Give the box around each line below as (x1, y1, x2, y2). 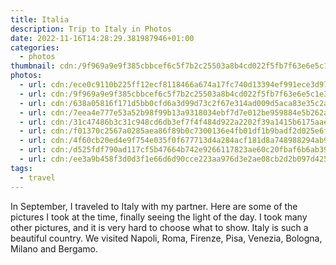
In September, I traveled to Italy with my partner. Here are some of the (10, 200, 298, 212)
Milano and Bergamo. (10, 242, 99, 255)
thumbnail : (10, 61, 56, 71)
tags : (10, 163, 33, 173)
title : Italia (10, 14, 70, 25)
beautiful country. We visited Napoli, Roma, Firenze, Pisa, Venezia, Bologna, (10, 232, 323, 244)
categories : (10, 42, 60, 53)
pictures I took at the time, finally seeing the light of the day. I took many (10, 211, 308, 223)
